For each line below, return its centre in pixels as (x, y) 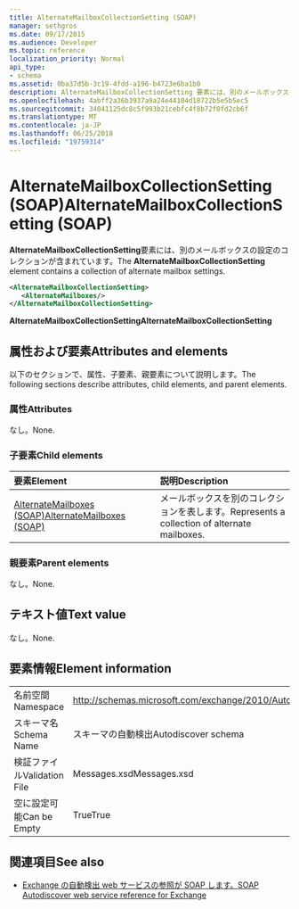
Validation (43, 775)
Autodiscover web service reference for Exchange (114, 895)
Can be (38, 816)
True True (92, 814)
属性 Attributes (41, 409)
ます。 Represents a (245, 511)
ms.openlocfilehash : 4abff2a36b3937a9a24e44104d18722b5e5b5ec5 (129, 100)
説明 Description (194, 481)
